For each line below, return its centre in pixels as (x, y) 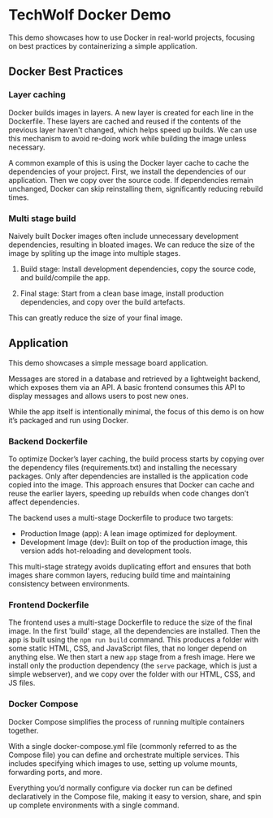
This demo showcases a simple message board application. (108, 362)
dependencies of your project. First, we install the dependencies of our (127, 171)
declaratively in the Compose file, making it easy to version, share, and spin (135, 796)
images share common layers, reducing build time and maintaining (119, 575)
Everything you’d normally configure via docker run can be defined (121, 788)
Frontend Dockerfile (49, 604)
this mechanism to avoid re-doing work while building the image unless (128, 138)
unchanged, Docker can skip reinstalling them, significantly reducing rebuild (136, 188)
